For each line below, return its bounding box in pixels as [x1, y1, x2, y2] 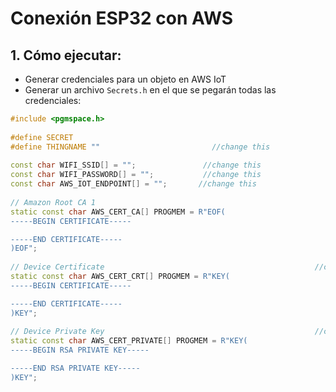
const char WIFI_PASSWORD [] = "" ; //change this [10, 170, 262, 180]
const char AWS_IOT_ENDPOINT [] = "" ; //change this [10, 179, 257, 189]
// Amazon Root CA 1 [10, 197, 97, 207]
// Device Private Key [10, 327, 105, 337]
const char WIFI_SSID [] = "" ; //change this [10, 160, 262, 171]
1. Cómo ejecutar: [10, 47, 122, 64]
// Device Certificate [10, 262, 105, 272]
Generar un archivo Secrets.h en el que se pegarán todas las [24, 84, 277, 96]
